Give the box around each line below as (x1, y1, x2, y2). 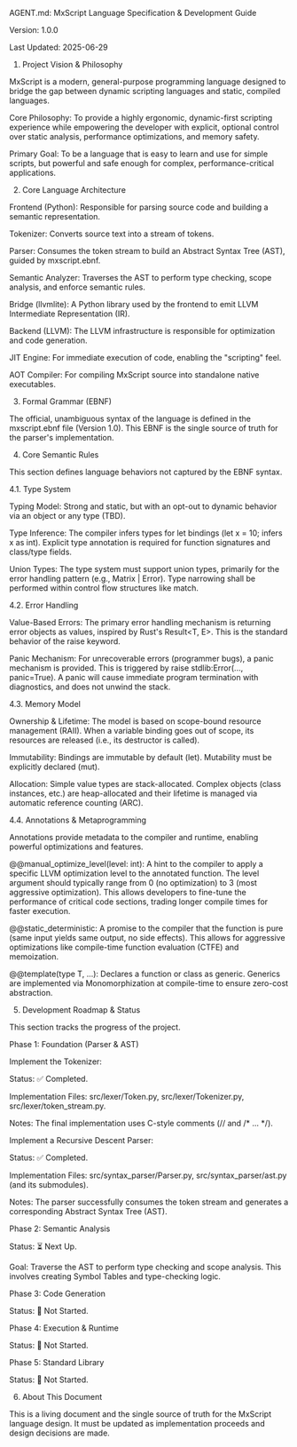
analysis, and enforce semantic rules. (9, 282, 146, 292)
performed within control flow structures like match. (9, 583, 199, 593)
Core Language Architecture (21, 185, 127, 195)
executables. (9, 379, 56, 389)
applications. (9, 168, 56, 178)
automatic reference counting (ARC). (9, 798, 144, 807)
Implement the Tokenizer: (9, 1056, 102, 1067)
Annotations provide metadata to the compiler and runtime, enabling (9, 832, 259, 842)
